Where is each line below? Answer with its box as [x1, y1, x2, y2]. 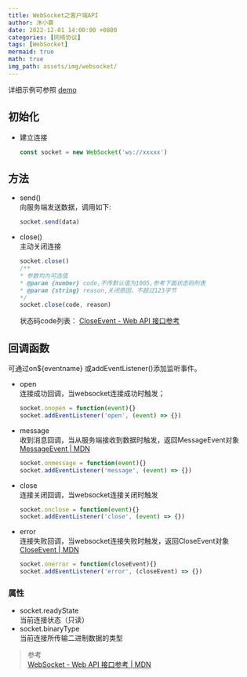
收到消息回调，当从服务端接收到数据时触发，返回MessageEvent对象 [19, 435, 240, 444]
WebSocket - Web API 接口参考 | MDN [27, 660, 151, 669]
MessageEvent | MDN [19, 444, 90, 453]
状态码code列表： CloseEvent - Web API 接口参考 [19, 316, 180, 326]
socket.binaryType [19, 624, 80, 634]
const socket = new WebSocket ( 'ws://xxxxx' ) [19, 148, 168, 156]
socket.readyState [19, 606, 79, 616]
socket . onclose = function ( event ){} [19, 505, 140, 514]
